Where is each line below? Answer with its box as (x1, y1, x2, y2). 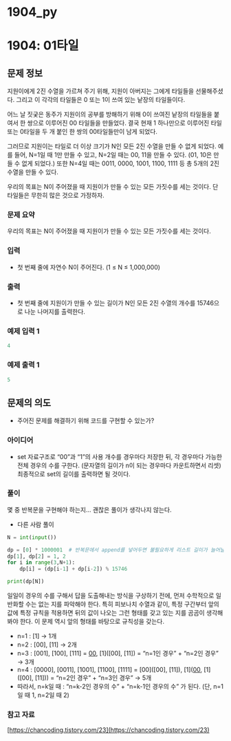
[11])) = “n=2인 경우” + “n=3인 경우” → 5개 (34, 673, 152, 682)
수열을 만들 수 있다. (7, 168, 58, 176)
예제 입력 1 (7, 327, 40, 336)
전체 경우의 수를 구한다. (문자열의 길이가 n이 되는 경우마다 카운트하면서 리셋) (16, 461, 221, 469)
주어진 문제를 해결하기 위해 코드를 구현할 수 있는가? (16, 416, 155, 425)
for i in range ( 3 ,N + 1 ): (7, 559, 76, 566)
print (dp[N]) (7, 578, 45, 585)
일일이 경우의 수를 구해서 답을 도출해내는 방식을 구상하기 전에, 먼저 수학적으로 (7, 591, 214, 600)
